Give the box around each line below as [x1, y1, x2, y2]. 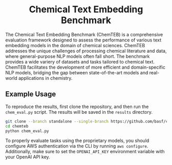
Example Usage [5, 90, 56, 98]
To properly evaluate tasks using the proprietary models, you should [5, 137, 149, 144]
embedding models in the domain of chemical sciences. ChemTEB [5, 42, 145, 48]
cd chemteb [5, 123, 29, 129]
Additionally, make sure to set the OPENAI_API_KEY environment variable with [5, 149, 165, 155]
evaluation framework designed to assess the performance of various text [5, 37, 162, 43]
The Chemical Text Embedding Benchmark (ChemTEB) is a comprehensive [5, 31, 163, 37]
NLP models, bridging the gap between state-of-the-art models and [5, 69, 148, 75]
